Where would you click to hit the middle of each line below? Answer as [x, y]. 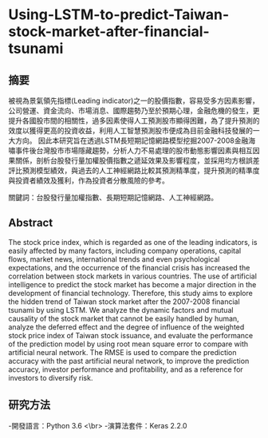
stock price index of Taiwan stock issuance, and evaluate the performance [131, 335]
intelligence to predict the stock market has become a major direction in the [132, 284]
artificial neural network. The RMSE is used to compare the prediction [122, 352]
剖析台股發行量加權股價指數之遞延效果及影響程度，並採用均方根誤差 [148, 160]
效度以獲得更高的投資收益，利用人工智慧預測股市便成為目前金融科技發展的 [130, 130]
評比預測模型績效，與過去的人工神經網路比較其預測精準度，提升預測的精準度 [134, 170]
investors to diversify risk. [51, 377]
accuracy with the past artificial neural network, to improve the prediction [129, 361]
